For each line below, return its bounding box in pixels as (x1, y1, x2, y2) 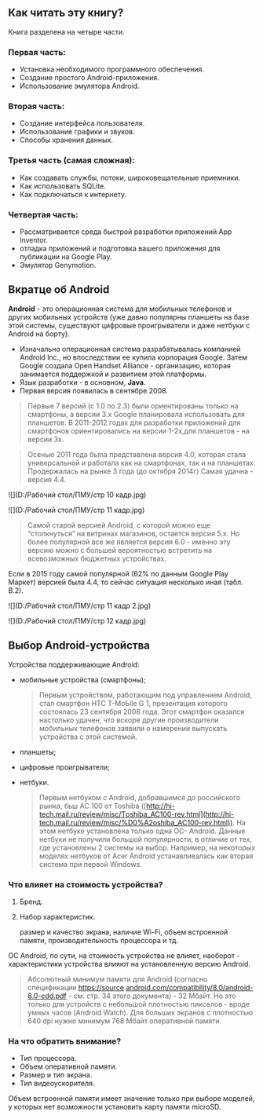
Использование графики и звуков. (19, 127, 135, 137)
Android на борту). (8, 329, 70, 338)
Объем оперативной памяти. (19, 1062, 118, 1071)
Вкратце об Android (8, 283, 110, 297)
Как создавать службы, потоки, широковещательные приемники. (19, 173, 241, 182)
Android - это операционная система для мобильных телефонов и (8, 304, 232, 313)
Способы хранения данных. (19, 135, 114, 144)
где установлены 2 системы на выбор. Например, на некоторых (38, 843, 256, 852)
